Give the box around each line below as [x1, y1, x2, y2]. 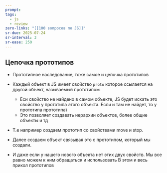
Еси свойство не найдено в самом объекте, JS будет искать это [19, 96, 158, 102]
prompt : [5, 7, 21, 12]
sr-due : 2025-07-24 [5, 30, 46, 35]
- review [9, 21, 28, 26]
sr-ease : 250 [5, 40, 32, 45]
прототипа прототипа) [19, 107, 67, 113]
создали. [12, 142, 31, 148]
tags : [5, 12, 16, 17]
